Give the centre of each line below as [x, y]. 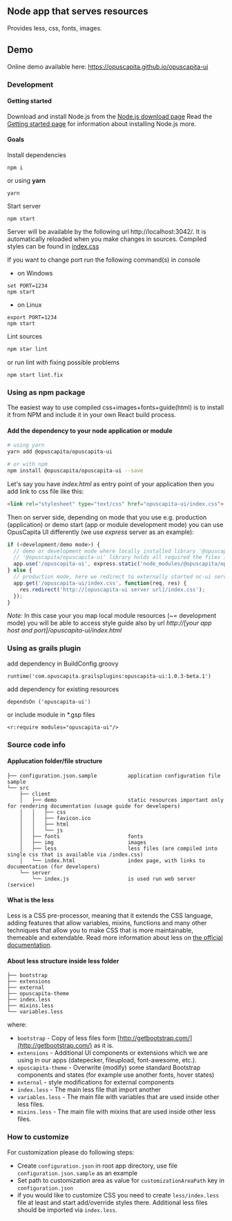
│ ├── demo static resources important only [122, 800]
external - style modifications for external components [96, 1082]
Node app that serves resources [78, 11]
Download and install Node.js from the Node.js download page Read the [110, 116]
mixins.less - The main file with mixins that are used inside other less [116, 1112]
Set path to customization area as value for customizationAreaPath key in [120, 1180]
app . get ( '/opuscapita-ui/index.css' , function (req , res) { [100, 583]
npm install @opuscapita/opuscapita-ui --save [75, 470]
